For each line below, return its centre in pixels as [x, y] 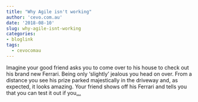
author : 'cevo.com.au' [34, 17]
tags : [13, 45]
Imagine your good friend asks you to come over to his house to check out [98, 67]
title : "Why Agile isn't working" [49, 12]
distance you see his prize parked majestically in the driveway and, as [92, 80]
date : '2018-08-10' [30, 23]
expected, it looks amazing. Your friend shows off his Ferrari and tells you [97, 86]
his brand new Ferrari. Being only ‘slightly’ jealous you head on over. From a [99, 74]
